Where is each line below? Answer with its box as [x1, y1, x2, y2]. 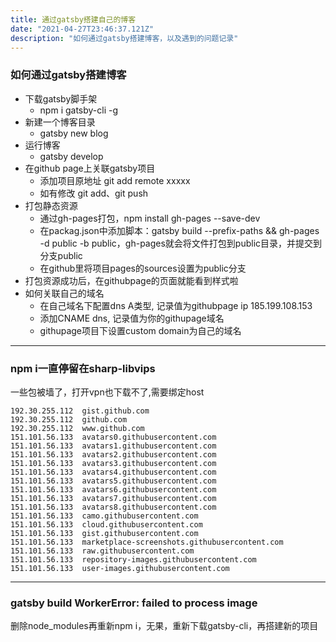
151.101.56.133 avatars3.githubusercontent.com [10, 458, 217, 468]
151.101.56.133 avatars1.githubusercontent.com [10, 441, 217, 451]
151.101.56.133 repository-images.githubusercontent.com [10, 554, 257, 565]
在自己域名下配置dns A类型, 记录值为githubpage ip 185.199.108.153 [39, 299, 313, 311]
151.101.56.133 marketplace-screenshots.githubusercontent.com [10, 537, 284, 547]
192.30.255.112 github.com [10, 414, 128, 425]
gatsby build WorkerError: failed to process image [10, 596, 258, 610]
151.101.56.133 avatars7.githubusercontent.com [10, 493, 217, 503]
